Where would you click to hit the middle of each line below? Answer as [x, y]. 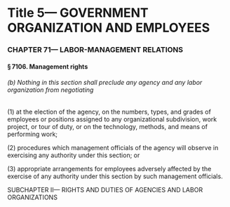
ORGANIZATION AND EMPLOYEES [109, 28]
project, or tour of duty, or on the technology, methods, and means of [108, 126]
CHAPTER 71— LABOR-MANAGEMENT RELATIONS [95, 50]
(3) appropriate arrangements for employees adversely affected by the [109, 168]
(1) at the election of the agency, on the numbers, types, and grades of [109, 112]
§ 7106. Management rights [48, 66]
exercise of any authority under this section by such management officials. [115, 176]
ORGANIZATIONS [33, 197]
